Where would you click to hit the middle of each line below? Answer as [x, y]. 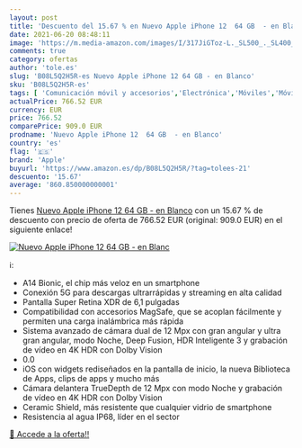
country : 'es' [36, 143]
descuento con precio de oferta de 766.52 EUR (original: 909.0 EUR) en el [146, 220]
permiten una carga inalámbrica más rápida [103, 321]
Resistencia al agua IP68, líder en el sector [101, 417]
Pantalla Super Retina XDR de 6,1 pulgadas [101, 302]
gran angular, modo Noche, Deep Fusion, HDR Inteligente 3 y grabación [155, 340]
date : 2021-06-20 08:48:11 [60, 34]
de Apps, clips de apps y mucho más [91, 379]
